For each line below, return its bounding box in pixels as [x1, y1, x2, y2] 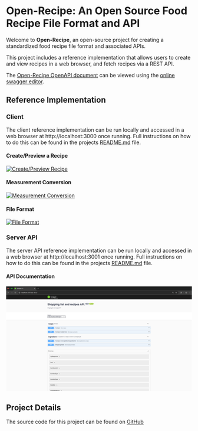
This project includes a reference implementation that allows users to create [6, 54, 191, 61]
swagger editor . [6, 78, 44, 85]
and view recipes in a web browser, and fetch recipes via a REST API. [6, 60, 174, 67]
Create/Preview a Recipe [6, 152, 68, 159]
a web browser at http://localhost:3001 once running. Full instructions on [6, 253, 183, 260]
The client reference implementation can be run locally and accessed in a [6, 126, 184, 133]
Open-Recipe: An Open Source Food [6, 4, 187, 18]
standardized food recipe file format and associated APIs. [6, 43, 146, 50]
